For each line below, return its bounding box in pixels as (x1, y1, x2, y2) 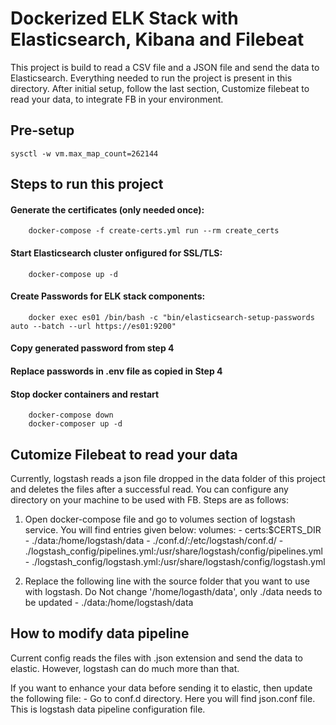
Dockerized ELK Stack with (10, 7, 239, 30)
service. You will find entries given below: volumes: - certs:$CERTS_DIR (24, 523, 322, 536)
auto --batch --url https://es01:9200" (10, 321, 177, 331)
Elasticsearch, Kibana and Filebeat (10, 28, 305, 51)
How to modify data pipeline (10, 625, 190, 642)
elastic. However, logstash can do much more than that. (10, 662, 240, 674)
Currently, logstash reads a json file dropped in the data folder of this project (10, 472, 326, 484)
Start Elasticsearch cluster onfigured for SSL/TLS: (10, 247, 223, 259)
